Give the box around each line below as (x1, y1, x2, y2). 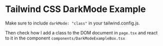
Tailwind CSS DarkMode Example (5, 3, 146, 15)
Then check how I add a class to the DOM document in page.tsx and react (5, 29, 158, 35)
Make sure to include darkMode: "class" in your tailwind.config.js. (5, 20, 140, 26)
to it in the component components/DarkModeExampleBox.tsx (5, 35, 126, 41)
